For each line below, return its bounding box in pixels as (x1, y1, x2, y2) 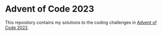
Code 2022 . (5, 24, 29, 30)
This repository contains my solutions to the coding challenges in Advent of (5, 19, 157, 25)
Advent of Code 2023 (5, 3, 94, 15)
